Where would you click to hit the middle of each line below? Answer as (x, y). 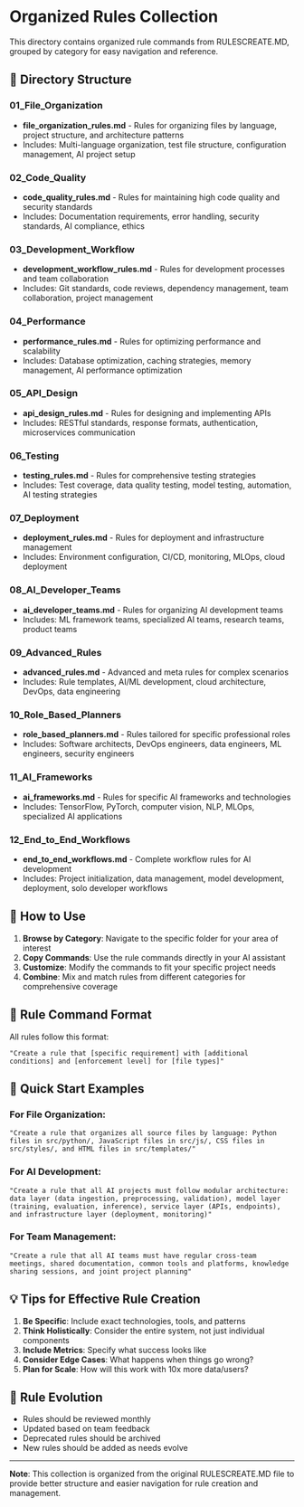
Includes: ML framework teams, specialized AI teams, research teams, (153, 619)
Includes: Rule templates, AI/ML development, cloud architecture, (144, 682)
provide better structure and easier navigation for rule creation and (134, 1483)
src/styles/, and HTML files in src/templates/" (103, 1149)
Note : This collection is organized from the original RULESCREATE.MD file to (152, 1474)
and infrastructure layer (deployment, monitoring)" (111, 1214)
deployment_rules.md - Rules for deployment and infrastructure (143, 538)
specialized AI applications (72, 816)
